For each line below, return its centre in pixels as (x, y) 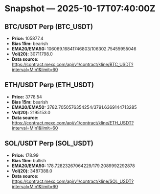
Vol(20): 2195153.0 (31, 112)
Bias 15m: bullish (29, 160)
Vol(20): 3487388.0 (32, 171)
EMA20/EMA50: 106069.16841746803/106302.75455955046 (74, 49)
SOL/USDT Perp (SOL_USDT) (49, 143)
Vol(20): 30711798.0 (32, 54)
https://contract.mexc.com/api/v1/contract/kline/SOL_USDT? (73, 181)
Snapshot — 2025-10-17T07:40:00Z (80, 9)
